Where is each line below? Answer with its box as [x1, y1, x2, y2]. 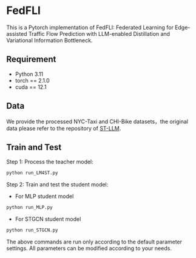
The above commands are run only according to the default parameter [6, 238, 183, 245]
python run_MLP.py [6, 205, 53, 211]
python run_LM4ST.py [6, 170, 59, 176]
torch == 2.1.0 [15, 76, 50, 84]
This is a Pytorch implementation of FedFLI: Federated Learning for [6, 24, 174, 31]
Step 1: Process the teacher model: [6, 158, 94, 166]
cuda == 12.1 [15, 83, 47, 90]
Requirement [6, 54, 56, 64]
